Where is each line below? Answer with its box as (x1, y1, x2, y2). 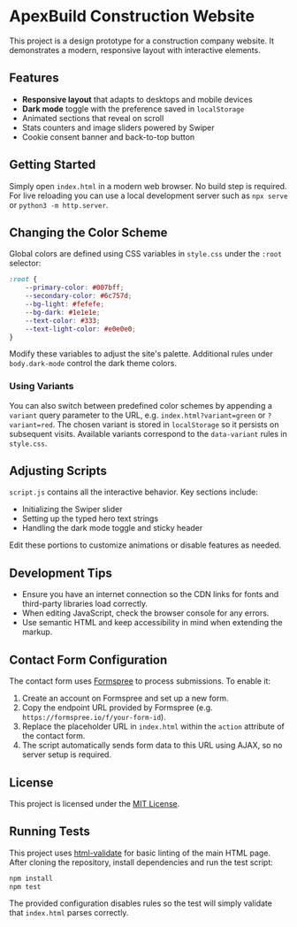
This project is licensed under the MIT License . (9, 798, 180, 808)
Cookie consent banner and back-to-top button (21, 131, 195, 142)
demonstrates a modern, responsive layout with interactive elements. (9, 44, 261, 55)
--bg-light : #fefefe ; (25, 300, 104, 309)
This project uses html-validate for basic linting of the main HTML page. (9, 847, 271, 858)
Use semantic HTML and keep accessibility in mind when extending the (21, 617, 283, 628)
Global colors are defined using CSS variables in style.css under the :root (9, 249, 283, 259)
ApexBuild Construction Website (9, 6, 255, 27)
